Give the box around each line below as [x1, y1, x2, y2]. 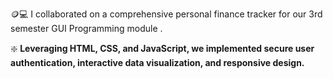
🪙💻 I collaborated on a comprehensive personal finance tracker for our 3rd [10, 8, 323, 20]
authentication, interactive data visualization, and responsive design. [10, 57, 305, 68]
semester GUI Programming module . [10, 23, 163, 34]
